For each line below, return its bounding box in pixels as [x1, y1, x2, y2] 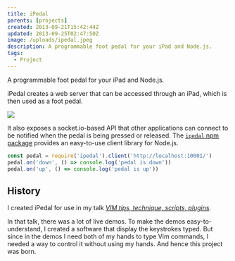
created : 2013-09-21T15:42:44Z [7, 23, 99, 30]
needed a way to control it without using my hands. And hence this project [7, 240, 223, 248]
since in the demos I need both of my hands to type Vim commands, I [7, 232, 209, 241]
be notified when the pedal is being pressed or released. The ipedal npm [7, 131, 220, 140]
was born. [7, 248, 37, 256]
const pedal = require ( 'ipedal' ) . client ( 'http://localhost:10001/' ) [7, 152, 212, 159]
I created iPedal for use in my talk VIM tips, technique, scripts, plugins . [7, 204, 212, 212]
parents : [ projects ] [7, 17, 68, 24]
